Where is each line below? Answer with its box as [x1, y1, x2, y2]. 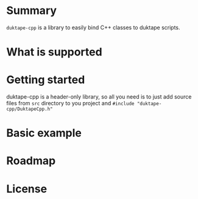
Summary [6, 4, 57, 18]
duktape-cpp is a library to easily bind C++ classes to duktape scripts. [6, 24, 181, 31]
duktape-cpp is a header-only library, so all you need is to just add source [6, 93, 192, 100]
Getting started [6, 73, 85, 87]
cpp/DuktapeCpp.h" [6, 106, 53, 113]
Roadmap [6, 154, 56, 168]
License [6, 182, 48, 195]
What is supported [6, 45, 102, 59]
